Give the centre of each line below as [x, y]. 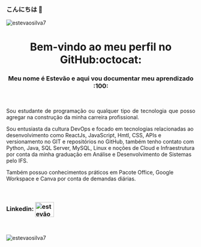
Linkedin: [20, 209]
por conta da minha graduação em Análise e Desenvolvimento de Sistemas [99, 154]
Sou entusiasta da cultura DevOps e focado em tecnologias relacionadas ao [100, 129]
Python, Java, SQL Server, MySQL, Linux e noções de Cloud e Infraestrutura [100, 147]
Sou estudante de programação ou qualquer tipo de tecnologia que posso [101, 111]
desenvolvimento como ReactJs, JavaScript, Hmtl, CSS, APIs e [84, 135]
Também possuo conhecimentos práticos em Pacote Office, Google [90, 172]
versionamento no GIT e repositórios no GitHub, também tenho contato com [100, 141]
